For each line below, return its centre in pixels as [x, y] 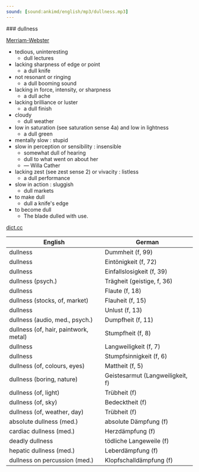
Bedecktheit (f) [126, 402]
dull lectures [39, 58]
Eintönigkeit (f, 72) [131, 262]
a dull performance [47, 178]
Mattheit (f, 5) [124, 366]
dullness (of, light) [34, 392]
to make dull [30, 197]
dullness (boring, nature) [44, 379]
